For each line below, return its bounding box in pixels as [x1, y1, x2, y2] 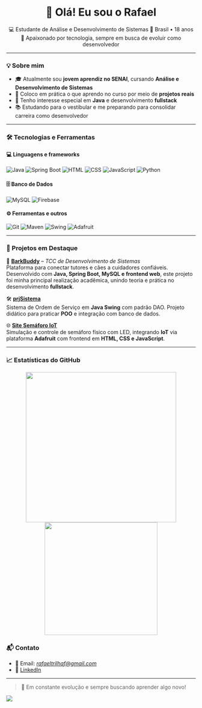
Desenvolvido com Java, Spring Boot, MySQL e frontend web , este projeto [6, 270, 193, 278]
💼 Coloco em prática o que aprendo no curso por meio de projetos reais [14, 90, 194, 98]
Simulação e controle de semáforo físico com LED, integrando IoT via [6, 329, 177, 336]
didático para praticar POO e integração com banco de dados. [6, 310, 161, 317]
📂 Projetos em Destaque [6, 243, 78, 252]
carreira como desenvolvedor [14, 112, 88, 120]
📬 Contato [6, 644, 40, 652]
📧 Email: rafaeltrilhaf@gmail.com [14, 659, 97, 667]
